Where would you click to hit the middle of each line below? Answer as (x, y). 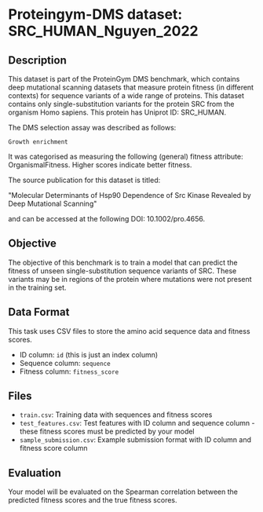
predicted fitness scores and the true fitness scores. (93, 500)
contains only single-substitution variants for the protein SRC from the (121, 104)
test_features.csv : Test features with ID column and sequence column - (137, 423)
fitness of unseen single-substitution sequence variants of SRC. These (122, 271)
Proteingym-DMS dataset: (95, 15)
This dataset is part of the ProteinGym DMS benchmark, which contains (124, 79)
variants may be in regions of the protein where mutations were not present (130, 279)
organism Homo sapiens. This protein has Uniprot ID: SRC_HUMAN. (117, 112)
